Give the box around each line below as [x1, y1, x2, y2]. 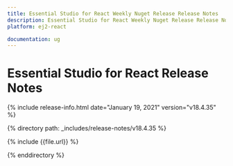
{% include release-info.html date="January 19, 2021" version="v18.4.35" [7, 103, 216, 112]
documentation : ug [7, 35, 60, 42]
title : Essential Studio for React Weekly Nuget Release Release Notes [7, 10, 218, 17]
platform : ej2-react [7, 23, 67, 30]
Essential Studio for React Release [7, 65, 209, 81]
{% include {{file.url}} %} [7, 138, 79, 146]
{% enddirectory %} [7, 151, 64, 160]
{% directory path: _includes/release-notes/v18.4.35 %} [7, 124, 166, 133]
